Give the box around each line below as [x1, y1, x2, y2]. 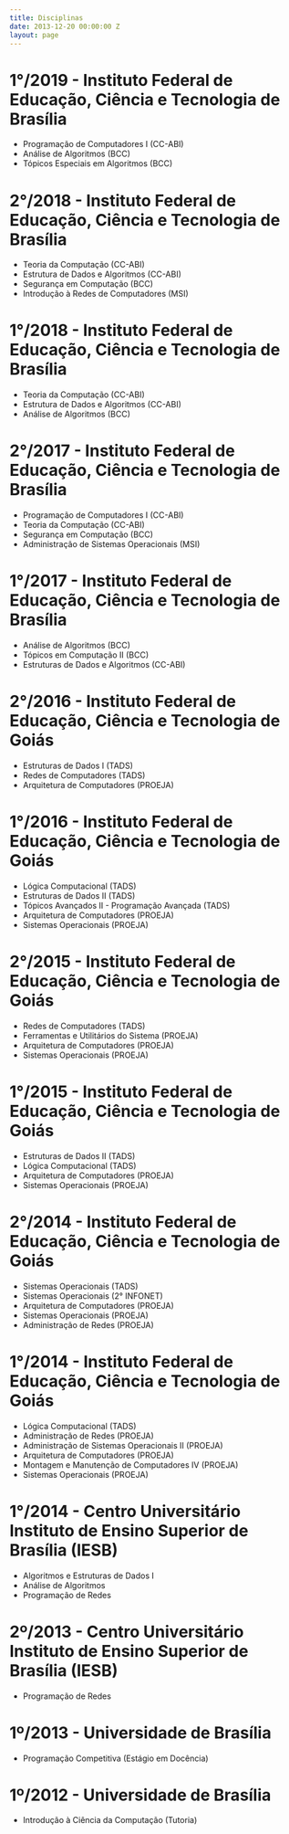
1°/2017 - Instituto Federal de [9, 571, 232, 592]
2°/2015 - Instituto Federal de [9, 952, 236, 973]
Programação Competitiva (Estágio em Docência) [22, 1753, 209, 1764]
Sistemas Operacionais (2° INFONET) [22, 1290, 164, 1302]
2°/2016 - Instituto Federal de [9, 691, 237, 712]
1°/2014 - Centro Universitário [9, 1501, 242, 1522]
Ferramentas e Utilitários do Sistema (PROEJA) [22, 1029, 199, 1041]
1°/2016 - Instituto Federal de [9, 812, 233, 832]
